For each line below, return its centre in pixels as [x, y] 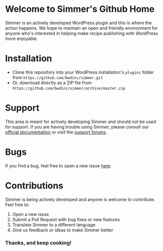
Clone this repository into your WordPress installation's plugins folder [83, 72]
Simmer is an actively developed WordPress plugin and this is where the [79, 23]
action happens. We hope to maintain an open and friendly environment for [81, 28]
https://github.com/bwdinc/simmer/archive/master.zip [69, 88]
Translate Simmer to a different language [54, 225]
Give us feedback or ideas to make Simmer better [63, 230]
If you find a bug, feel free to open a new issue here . [59, 166]
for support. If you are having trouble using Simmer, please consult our [77, 126]
